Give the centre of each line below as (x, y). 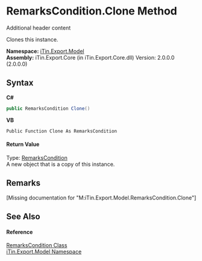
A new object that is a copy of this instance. (61, 164)
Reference (20, 232)
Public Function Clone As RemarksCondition (62, 131)
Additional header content (39, 28)
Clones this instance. (32, 39)
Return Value (23, 144)
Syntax (20, 83)
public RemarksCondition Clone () (48, 108)
